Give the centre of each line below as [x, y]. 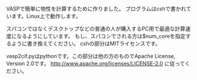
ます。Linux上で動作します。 [46, 16]
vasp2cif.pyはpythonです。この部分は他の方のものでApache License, [91, 56]
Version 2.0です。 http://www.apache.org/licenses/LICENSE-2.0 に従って [96, 63]
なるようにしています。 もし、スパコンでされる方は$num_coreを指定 [101, 36]
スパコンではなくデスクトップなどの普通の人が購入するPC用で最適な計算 [96, 29]
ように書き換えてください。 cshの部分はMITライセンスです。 [86, 44]
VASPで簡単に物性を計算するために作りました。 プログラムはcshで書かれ [96, 9]
